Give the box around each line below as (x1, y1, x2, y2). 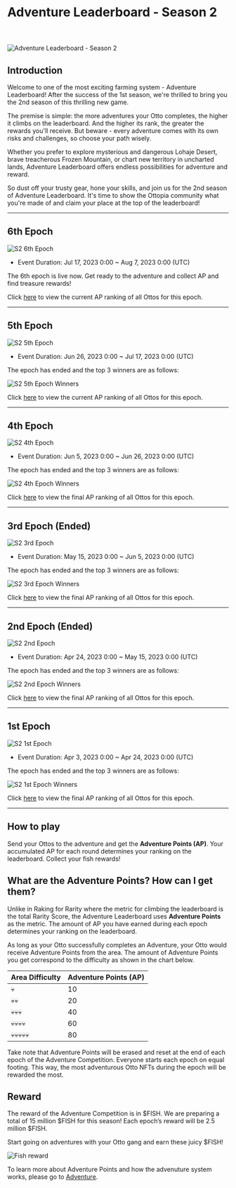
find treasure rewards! (7, 279, 72, 287)
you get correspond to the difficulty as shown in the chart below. (7, 955, 195, 964)
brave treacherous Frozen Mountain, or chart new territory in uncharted (7, 156, 214, 163)
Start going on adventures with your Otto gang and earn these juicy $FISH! (7, 1138, 223, 1146)
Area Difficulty (11, 972, 61, 982)
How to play (7, 821, 60, 833)
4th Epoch (7, 420, 54, 432)
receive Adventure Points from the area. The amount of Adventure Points (7, 948, 218, 956)
